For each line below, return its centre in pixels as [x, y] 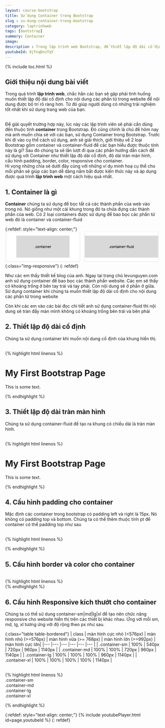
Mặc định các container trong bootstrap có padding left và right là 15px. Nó [81, 514]
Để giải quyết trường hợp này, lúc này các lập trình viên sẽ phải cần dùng [79, 124]
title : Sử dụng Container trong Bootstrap [49, 16]
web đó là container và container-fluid [44, 220]
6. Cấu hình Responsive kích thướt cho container [81, 602]
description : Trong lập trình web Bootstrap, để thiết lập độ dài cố [79, 47]
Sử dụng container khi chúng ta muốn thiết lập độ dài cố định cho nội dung [81, 291]
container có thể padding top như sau [43, 525]
